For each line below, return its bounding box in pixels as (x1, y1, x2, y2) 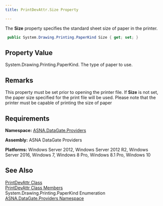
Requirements (5, 114, 50, 123)
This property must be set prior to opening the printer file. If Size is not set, (5, 89, 159, 95)
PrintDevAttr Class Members (5, 185, 63, 191)
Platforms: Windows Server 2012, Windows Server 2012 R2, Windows (5, 146, 149, 152)
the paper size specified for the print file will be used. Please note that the (5, 95, 156, 101)
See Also (5, 166, 33, 175)
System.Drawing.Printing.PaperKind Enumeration (5, 190, 106, 196)
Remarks (5, 76, 34, 84)
